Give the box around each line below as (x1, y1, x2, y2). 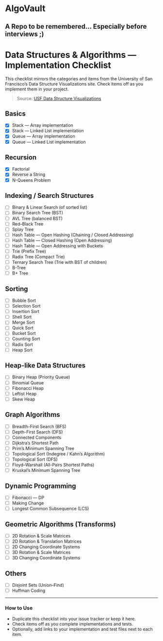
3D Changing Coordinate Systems (12, 555, 81, 561)
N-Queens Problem (12, 177, 51, 183)
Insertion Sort (12, 309, 40, 314)
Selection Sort (12, 303, 41, 309)
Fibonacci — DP (12, 494, 45, 501)
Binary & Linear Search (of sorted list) (12, 205, 87, 210)
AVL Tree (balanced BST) (12, 215, 63, 221)
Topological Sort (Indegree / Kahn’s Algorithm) (12, 450, 105, 457)
